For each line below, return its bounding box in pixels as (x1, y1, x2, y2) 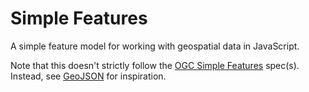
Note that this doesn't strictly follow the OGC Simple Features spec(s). (10, 59, 300, 71)
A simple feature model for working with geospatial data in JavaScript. (10, 40, 300, 52)
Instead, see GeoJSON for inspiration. (10, 70, 167, 82)
